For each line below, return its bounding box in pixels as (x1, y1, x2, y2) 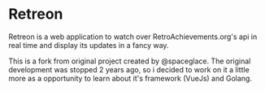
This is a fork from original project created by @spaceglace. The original (8, 56, 251, 66)
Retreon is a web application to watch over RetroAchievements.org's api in (8, 32, 258, 41)
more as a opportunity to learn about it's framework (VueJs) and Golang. (8, 73, 252, 83)
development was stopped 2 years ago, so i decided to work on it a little (8, 64, 250, 74)
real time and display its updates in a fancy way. (8, 40, 169, 50)
